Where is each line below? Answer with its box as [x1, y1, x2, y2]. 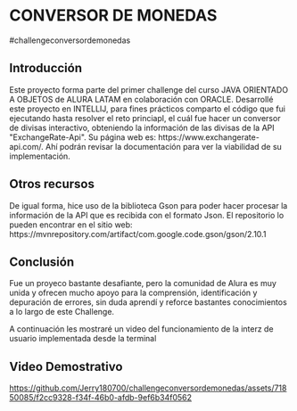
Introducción [9, 61, 83, 76]
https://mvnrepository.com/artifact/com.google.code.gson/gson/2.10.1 [9, 228, 267, 239]
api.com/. [9, 141, 45, 152]
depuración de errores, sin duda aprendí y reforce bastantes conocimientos [9, 297, 287, 308]
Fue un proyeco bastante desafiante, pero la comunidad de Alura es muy [9, 278, 276, 289]
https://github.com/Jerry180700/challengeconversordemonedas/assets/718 [9, 382, 287, 393]
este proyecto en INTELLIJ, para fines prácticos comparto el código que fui [9, 103, 285, 114]
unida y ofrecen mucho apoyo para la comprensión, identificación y [9, 287, 258, 299]
